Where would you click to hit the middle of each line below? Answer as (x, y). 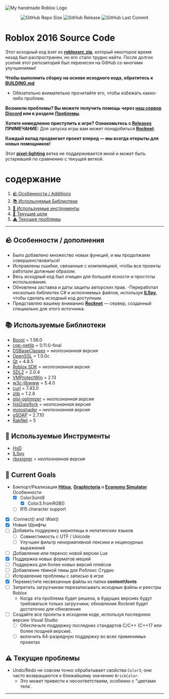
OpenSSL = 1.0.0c (31, 356)
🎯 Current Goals (31, 475)
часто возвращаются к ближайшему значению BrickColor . (76, 676)
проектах (30, 642)
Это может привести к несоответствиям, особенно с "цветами (88, 681)
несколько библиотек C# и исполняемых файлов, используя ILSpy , (85, 292)
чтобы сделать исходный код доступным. (57, 298)
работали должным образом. (44, 271)
